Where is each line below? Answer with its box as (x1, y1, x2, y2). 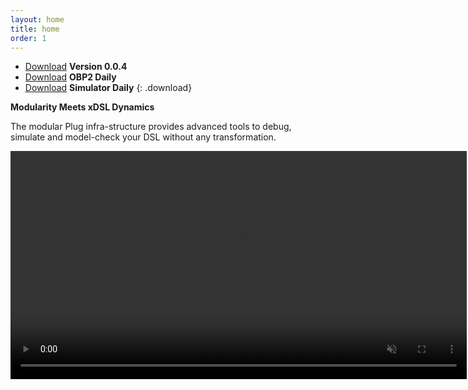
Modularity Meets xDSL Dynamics (10, 101, 155, 113)
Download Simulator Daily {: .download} (24, 82, 193, 94)
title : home (10, 24, 60, 34)
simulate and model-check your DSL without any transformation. (10, 131, 277, 143)
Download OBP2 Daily (24, 71, 117, 83)
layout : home (10, 14, 65, 25)
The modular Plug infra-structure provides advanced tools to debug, (10, 121, 292, 133)
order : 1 (10, 33, 47, 43)
